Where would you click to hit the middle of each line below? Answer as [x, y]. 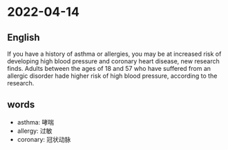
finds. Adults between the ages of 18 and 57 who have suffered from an [109, 68]
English [23, 37]
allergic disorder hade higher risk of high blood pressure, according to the [112, 76]
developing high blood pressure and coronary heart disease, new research [113, 61]
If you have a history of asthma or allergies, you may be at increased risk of [114, 54]
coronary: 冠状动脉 [44, 139]
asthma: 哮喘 [36, 122]
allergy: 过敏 [35, 131]
